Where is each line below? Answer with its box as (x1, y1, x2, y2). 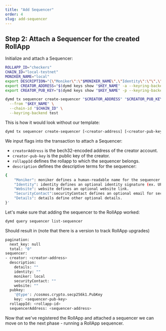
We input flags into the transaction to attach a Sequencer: (5, 138, 123, 144)
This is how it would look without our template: (5, 119, 100, 125)
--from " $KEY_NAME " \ (9, 102, 54, 107)
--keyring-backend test (9, 110, 58, 116)
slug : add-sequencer (5, 16, 48, 21)
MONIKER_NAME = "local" (5, 74, 50, 79)
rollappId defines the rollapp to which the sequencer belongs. (12, 158, 140, 164)
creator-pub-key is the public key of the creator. (12, 152, 110, 158)
